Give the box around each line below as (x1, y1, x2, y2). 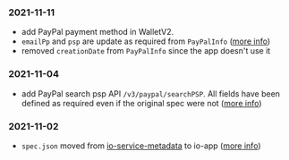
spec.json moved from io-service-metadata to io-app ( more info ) (21, 140, 261, 151)
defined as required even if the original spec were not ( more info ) (21, 97, 262, 108)
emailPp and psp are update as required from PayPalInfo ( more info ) (21, 36, 271, 46)
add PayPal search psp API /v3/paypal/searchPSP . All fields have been (21, 88, 281, 99)
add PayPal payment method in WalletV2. (21, 27, 174, 38)
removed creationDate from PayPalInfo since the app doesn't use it (21, 46, 271, 56)
